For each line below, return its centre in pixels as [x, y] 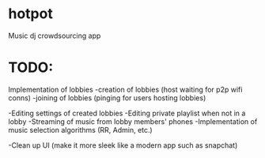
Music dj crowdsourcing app [55, 36]
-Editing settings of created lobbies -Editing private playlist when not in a [127, 113]
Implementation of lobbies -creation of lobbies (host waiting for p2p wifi [125, 89]
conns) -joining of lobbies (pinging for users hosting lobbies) [107, 98]
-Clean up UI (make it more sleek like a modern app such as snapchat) [123, 145]
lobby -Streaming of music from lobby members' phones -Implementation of [133, 121]
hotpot [30, 14]
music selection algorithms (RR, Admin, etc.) [80, 130]
